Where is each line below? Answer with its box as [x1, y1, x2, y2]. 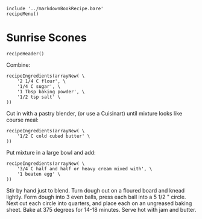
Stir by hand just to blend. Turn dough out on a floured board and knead [6, 187, 185, 194]
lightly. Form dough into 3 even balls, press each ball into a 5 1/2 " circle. [6, 193, 186, 200]
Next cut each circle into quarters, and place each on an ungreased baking [6, 199, 192, 207]
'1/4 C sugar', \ [17, 83, 61, 90]
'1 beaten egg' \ [17, 171, 61, 177]
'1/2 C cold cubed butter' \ [17, 133, 90, 139]
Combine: [6, 61, 31, 69]
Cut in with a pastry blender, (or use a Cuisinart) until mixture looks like [6, 109, 183, 117]
